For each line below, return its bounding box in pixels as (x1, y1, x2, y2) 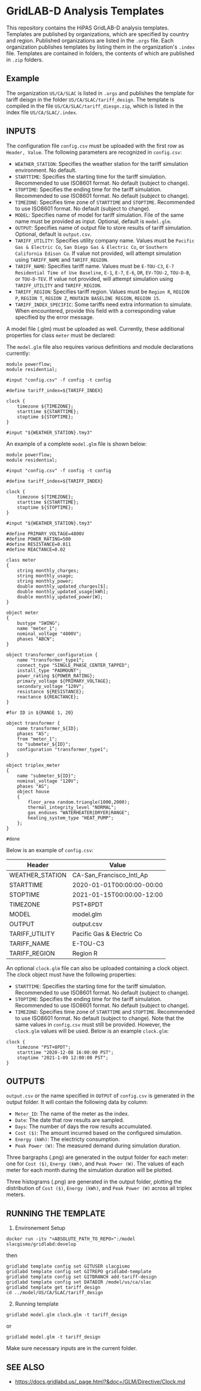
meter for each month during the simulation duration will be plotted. (6, 1167, 173, 1174)
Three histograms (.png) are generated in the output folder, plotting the (6, 1178, 182, 1185)
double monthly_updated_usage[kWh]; (17, 588, 109, 595)
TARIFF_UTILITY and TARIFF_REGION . (14, 281, 102, 289)
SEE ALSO (6, 1362, 45, 1372)
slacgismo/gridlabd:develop (6, 1241, 77, 1247)
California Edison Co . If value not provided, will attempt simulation (14, 250, 181, 257)
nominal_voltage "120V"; (17, 778, 79, 784)
